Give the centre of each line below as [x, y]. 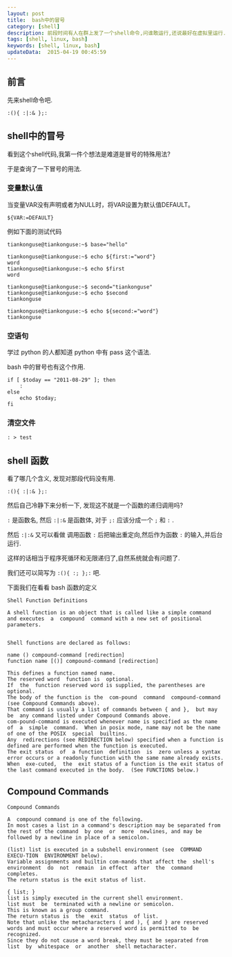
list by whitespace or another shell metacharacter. [92, 947]
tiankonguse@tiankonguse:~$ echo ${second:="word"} [83, 311]
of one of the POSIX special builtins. [68, 734]
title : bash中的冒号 [36, 20]
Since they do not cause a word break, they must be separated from [108, 941]
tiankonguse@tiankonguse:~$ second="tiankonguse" [80, 287]
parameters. [24, 625]
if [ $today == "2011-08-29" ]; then [61, 380]
